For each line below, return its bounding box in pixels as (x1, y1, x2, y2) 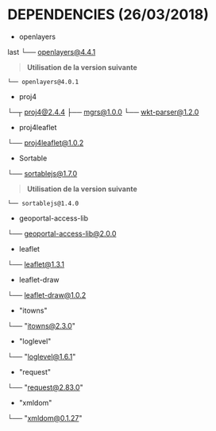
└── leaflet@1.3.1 (7, 260, 65, 269)
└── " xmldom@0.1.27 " (7, 413, 83, 422)
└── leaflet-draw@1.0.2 (7, 290, 87, 299)
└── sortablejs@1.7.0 (7, 168, 78, 178)
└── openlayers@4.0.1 (7, 78, 79, 86)
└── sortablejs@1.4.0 (7, 199, 79, 207)
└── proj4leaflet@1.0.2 (7, 137, 84, 148)
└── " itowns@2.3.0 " (7, 321, 76, 330)
